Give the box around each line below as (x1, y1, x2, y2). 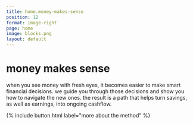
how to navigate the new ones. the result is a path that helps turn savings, (6, 94, 188, 101)
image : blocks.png (6, 31, 52, 37)
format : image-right (6, 20, 58, 26)
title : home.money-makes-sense (6, 8, 84, 15)
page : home (6, 25, 33, 31)
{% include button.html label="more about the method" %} (6, 112, 151, 119)
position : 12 (6, 14, 39, 20)
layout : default (6, 36, 46, 42)
